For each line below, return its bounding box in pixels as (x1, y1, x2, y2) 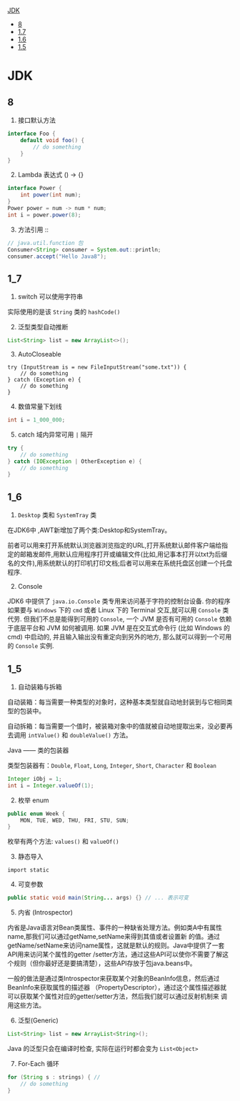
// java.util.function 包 (7, 239, 84, 246)
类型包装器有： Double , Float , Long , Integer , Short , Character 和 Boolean (7, 761, 216, 769)
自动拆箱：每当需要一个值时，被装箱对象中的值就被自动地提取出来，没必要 (7, 722, 226, 730)
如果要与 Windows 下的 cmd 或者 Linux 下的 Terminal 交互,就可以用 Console (7, 606, 221, 614)
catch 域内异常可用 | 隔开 (17, 430, 94, 439)
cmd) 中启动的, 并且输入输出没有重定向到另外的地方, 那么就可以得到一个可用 (7, 632, 232, 642)
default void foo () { (20, 136, 84, 144)
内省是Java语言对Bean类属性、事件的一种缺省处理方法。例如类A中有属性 (7, 923, 223, 932)
